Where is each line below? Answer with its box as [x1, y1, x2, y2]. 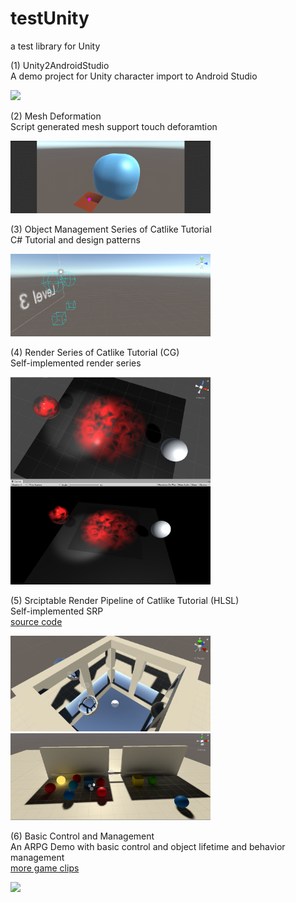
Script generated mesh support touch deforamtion [10, 120, 218, 132]
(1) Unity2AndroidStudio [10, 59, 110, 71]
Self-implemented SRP [10, 605, 104, 617]
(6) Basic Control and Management [10, 830, 155, 842]
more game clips [10, 862, 80, 874]
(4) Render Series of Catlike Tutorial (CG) [10, 346, 180, 358]
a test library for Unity [10, 40, 101, 52]
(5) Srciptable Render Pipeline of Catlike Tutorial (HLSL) [10, 595, 240, 607]
